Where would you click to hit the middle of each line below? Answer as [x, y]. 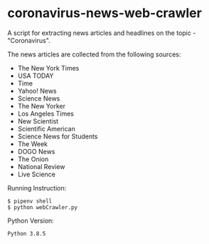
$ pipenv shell [30, 201]
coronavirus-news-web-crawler [105, 13]
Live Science [36, 174]
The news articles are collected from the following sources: [94, 54]
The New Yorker [42, 106]
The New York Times [48, 68]
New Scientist [38, 121]
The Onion [33, 159]
